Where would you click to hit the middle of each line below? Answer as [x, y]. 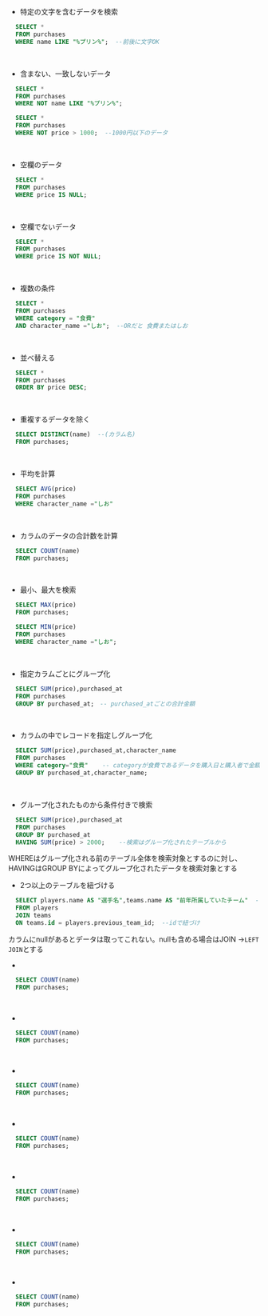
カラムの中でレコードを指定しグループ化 [86, 735]
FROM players [37, 908]
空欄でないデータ [48, 226]
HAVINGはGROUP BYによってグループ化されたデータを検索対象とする [123, 868]
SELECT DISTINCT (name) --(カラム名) [75, 434]
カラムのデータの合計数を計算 [69, 535]
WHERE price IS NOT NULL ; [59, 257]
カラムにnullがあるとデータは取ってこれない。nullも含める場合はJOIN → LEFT [134, 939]
